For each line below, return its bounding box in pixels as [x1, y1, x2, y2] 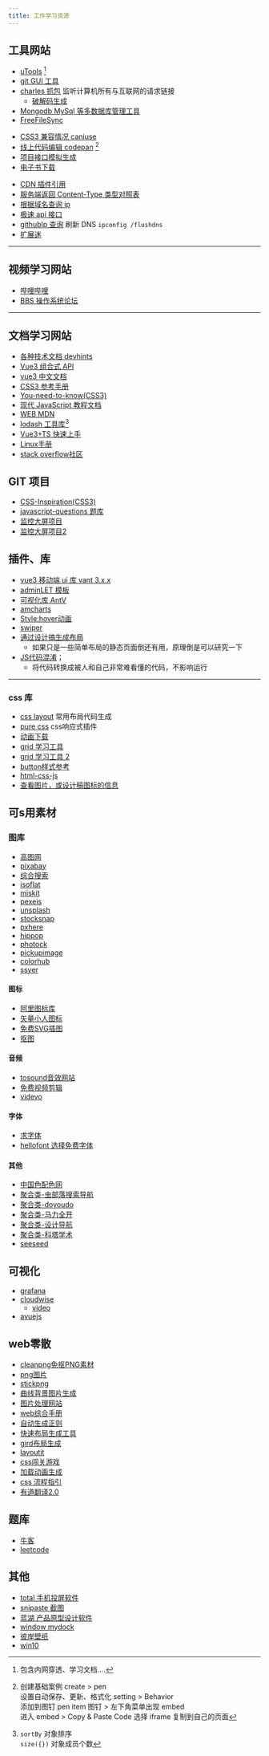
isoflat [19, 880, 41, 889]
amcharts [19, 604, 52, 614]
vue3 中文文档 [19, 372, 67, 381]
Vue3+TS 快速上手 [19, 429, 82, 439]
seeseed [19, 1239, 49, 1249]
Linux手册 [19, 439, 53, 449]
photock [19, 939, 48, 949]
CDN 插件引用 [19, 179, 66, 189]
